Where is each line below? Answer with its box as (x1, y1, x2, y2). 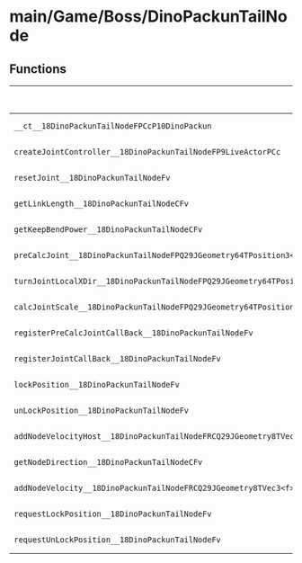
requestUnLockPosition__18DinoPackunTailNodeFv (13, 535, 222, 545)
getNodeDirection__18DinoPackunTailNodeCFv (13, 457, 203, 467)
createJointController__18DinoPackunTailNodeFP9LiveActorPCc (13, 147, 281, 156)
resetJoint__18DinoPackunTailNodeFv (13, 173, 171, 183)
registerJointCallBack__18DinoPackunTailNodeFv (13, 353, 222, 363)
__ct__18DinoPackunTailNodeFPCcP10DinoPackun (13, 121, 212, 131)
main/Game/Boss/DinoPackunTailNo (9, 6, 288, 27)
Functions (9, 61, 67, 76)
